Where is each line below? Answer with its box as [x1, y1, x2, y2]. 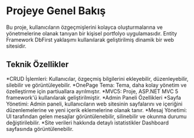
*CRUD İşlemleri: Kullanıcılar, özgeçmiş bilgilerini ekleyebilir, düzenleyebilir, [6, 75, 189, 82]
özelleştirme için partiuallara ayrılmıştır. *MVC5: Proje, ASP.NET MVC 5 [6, 87, 179, 95]
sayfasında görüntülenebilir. [6, 125, 74, 132]
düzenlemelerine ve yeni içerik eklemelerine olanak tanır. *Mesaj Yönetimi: [6, 106, 188, 113]
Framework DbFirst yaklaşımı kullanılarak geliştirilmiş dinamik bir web [6, 36, 175, 43]
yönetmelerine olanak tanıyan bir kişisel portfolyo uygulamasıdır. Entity [6, 29, 177, 37]
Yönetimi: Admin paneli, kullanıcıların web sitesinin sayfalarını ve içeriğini [6, 100, 183, 107]
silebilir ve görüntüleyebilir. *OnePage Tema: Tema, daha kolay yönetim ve [6, 81, 187, 88]
